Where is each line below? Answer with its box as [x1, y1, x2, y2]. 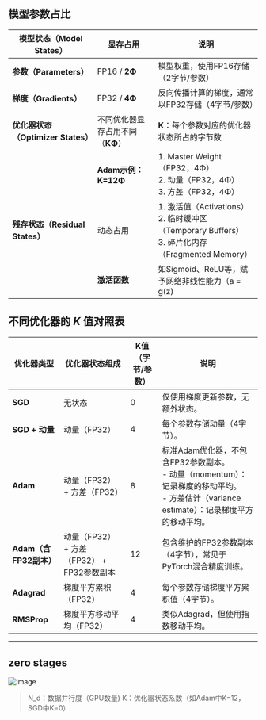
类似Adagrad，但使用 [161, 608, 242, 619]
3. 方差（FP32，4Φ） [158, 186, 240, 197]
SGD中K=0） [27, 703, 70, 713]
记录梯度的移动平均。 [161, 481, 241, 492]
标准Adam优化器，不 [161, 445, 240, 456]
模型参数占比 [8, 7, 71, 21]
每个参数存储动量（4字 [161, 418, 247, 429]
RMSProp [12, 614, 49, 625]
